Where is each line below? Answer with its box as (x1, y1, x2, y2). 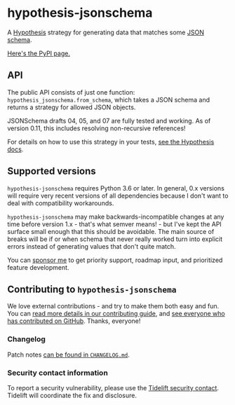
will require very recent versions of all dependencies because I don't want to (7, 191, 229, 200)
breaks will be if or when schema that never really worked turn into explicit (7, 235, 223, 243)
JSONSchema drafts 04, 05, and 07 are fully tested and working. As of (7, 116, 211, 125)
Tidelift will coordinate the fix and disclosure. (7, 391, 137, 399)
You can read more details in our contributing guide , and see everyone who (7, 310, 226, 318)
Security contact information (7, 368, 109, 378)
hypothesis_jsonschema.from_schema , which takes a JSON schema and (7, 95, 210, 104)
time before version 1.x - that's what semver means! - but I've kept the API (7, 219, 222, 228)
